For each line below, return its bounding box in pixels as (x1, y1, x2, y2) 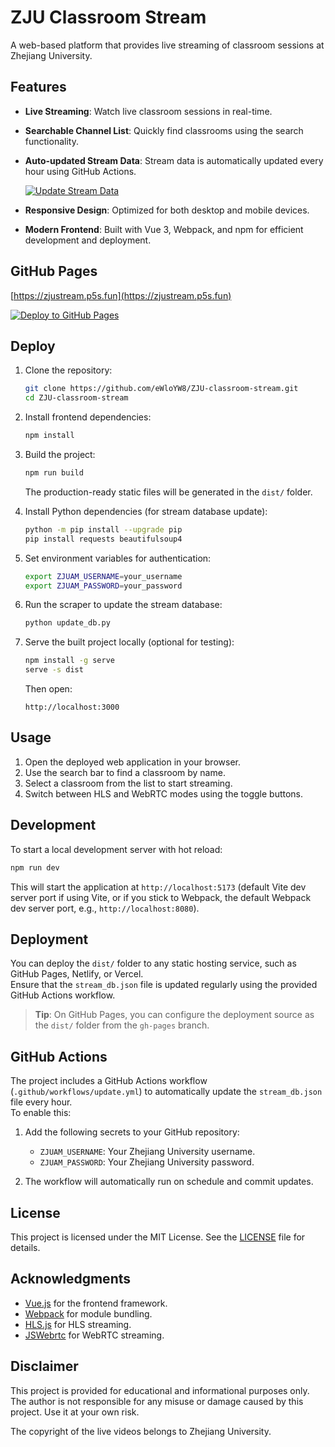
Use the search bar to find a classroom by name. (24, 766, 226, 778)
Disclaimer (10, 1358, 79, 1375)
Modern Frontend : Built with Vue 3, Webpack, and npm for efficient (24, 223, 304, 235)
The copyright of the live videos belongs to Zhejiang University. (10, 1425, 272, 1437)
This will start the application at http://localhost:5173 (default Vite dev (10, 881, 307, 893)
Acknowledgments (10, 1271, 132, 1288)
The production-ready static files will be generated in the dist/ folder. (24, 486, 313, 498)
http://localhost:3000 (24, 702, 120, 712)
